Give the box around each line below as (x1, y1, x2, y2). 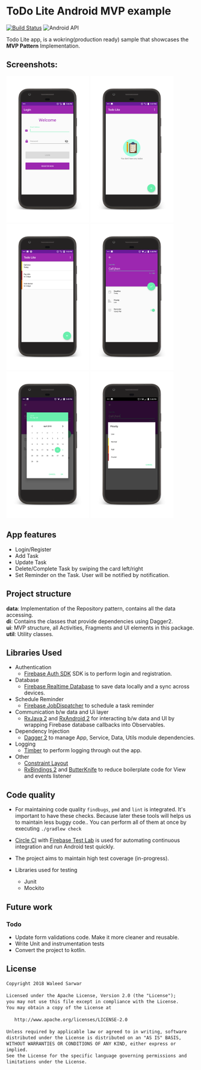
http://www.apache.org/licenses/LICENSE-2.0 (14, 1016, 128, 1022)
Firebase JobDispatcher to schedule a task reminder (23, 702, 155, 710)
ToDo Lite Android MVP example (6, 4, 172, 18)
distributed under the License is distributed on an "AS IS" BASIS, (6, 1034, 182, 1041)
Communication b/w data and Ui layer (14, 708, 109, 716)
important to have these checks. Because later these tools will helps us (14, 812, 191, 820)
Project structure (6, 589, 72, 599)
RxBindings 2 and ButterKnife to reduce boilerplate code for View (23, 766, 186, 773)
